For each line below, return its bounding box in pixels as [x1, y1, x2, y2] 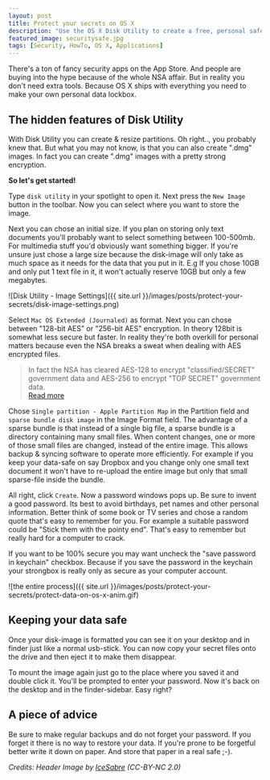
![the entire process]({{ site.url [8, 581, 109, 591]
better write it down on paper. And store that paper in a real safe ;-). [8, 746, 233, 756]
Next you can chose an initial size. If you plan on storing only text [8, 223, 224, 234]
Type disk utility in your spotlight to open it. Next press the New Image [8, 191, 246, 201]
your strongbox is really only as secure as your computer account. [8, 566, 228, 575]
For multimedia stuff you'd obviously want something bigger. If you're [8, 241, 239, 251]
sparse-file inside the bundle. [8, 475, 106, 484]
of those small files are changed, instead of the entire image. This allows [8, 440, 248, 450]
